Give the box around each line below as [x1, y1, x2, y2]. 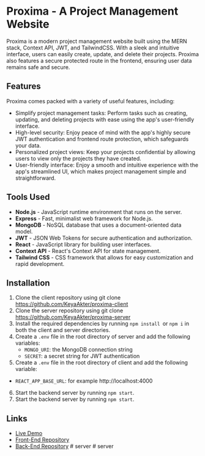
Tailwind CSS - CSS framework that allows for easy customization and [15, 254, 194, 261]
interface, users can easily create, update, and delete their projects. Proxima [6, 50, 199, 57]
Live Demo [15, 430, 43, 437]
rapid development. [15, 260, 65, 267]
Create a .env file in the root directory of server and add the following [15, 333, 191, 340]
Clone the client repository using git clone [15, 294, 121, 301]
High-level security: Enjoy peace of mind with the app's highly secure [15, 128, 191, 136]
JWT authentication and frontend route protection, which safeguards [15, 135, 189, 142]
